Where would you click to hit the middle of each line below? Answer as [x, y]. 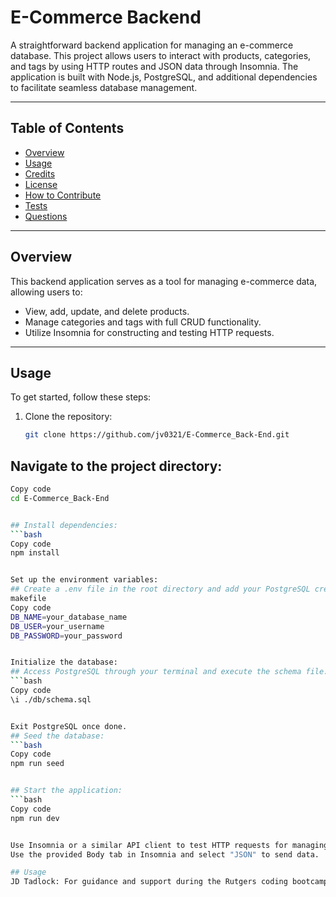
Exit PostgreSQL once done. [69, 726]
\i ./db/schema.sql [51, 699]
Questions [46, 216]
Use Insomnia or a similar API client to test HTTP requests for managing [169, 845]
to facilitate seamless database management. [104, 87]
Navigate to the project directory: [116, 466]
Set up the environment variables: [84, 580]
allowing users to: [46, 292]
